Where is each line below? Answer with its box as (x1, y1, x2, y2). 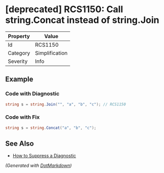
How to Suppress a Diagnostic (12, 153, 76, 159)
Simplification (35, 49, 68, 56)
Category (8, 49, 30, 56)
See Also (5, 140, 34, 148)
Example (5, 75, 34, 84)
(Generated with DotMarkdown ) (5, 162, 72, 168)
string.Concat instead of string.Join (5, 14, 159, 26)
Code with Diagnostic (5, 90, 60, 97)
